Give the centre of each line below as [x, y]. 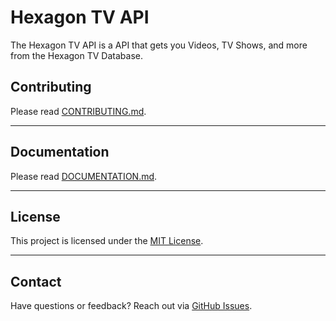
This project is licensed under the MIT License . [107, 241]
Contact [36, 281]
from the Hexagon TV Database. [76, 55]
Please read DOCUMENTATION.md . [84, 176]
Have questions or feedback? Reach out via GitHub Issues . [131, 306]
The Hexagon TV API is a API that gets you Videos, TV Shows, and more [159, 45]
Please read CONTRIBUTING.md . [78, 111]
